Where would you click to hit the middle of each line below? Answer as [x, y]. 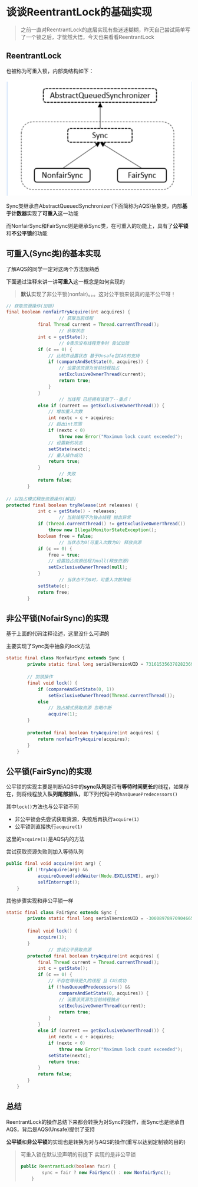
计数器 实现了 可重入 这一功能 [44, 213]
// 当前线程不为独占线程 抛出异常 [95, 518]
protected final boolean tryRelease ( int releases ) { [72, 505]
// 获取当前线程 [76, 318]
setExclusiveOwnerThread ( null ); [88, 567]
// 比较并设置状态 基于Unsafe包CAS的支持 [94, 356]
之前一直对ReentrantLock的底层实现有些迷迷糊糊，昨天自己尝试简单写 [105, 30]
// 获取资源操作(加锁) [30, 306]
